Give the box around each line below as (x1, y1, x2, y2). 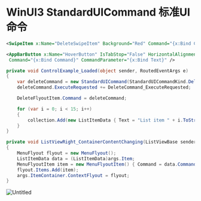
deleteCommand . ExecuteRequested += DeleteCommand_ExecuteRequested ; (17, 84, 191, 90)
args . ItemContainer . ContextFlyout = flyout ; (17, 172, 130, 178)
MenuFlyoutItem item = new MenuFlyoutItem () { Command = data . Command (17, 161, 197, 167)
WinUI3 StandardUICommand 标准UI (6, 5, 190, 19)
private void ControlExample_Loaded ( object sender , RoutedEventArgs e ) (6, 68, 188, 74)
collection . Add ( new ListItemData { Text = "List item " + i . (28, 117, 184, 123)
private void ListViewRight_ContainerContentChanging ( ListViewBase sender (6, 139, 197, 145)
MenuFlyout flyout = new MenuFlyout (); (17, 150, 117, 156)
